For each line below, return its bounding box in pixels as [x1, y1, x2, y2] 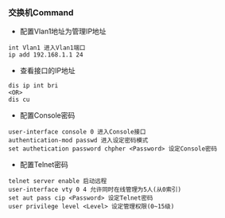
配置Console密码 [19, 111, 76, 120]
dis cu [8, 95, 30, 104]
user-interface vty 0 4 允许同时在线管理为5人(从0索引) [8, 185, 181, 194]
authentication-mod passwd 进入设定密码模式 [8, 137, 149, 145]
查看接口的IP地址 [19, 66, 76, 76]
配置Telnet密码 [19, 160, 69, 169]
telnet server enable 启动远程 [8, 177, 107, 185]
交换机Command [8, 6, 74, 18]
